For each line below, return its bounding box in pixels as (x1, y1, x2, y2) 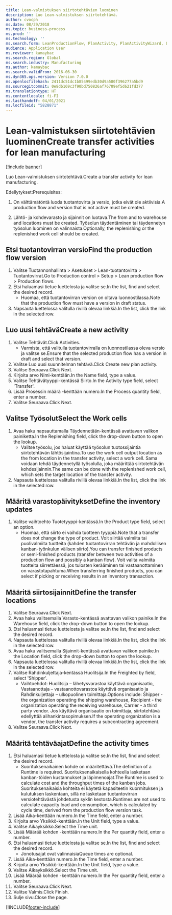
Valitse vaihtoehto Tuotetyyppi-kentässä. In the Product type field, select (13, 519, 165, 525)
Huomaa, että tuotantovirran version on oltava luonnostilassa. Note (20, 294, 160, 301)
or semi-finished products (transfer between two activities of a (20, 551, 153, 558)
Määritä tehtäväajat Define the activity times (6, 739, 149, 748)
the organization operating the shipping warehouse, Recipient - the (20, 697, 162, 703)
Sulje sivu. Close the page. (13, 894, 68, 900)
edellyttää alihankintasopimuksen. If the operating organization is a (20, 713, 161, 720)
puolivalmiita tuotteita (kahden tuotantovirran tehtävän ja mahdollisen (20, 541, 166, 547)
